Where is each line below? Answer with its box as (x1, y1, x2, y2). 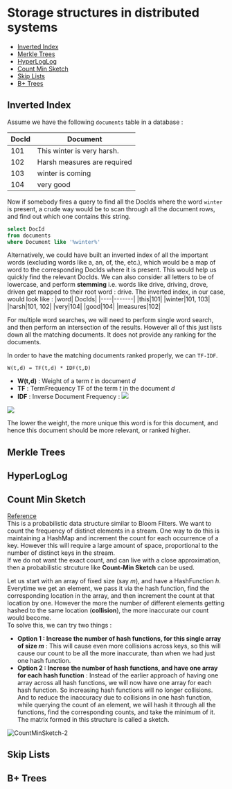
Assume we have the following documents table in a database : (7, 118, 184, 126)
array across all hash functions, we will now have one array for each (17, 678, 212, 686)
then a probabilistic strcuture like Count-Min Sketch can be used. (7, 563, 195, 571)
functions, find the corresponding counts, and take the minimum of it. (17, 708, 216, 716)
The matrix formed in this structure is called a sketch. (17, 715, 170, 723)
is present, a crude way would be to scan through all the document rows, (7, 204, 216, 213)
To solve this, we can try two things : (7, 621, 112, 629)
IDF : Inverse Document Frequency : (17, 393, 121, 401)
